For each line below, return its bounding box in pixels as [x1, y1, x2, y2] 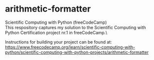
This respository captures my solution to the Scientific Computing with [5, 24, 146, 30]
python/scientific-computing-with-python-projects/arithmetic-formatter [5, 49, 149, 55]
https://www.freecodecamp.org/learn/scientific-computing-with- [5, 44, 135, 50]
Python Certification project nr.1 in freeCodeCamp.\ [5, 30, 108, 35]
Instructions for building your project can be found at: [5, 39, 112, 45]
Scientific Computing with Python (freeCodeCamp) [5, 19, 107, 25]
